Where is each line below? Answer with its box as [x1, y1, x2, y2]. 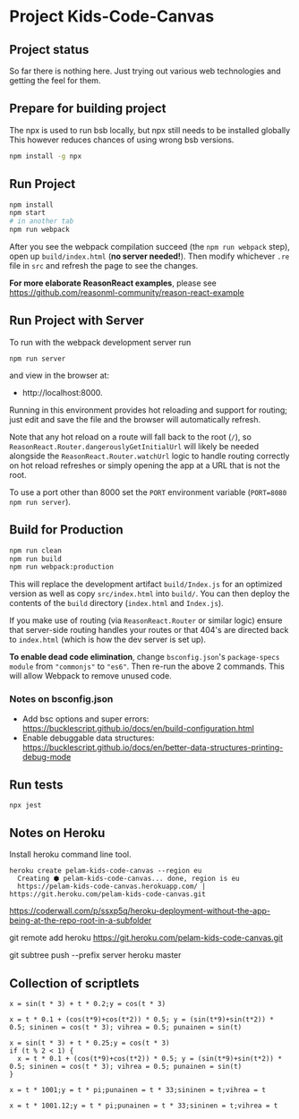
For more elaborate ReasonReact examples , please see [9, 278, 217, 288]
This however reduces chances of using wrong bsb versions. [9, 134, 235, 145]
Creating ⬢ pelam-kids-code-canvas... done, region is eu [17, 875, 240, 884]
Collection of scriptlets [9, 976, 141, 991]
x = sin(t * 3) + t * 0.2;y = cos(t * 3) [9, 999, 167, 1008]
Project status [9, 42, 90, 57]
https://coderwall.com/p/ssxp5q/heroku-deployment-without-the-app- [9, 906, 271, 917]
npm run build [9, 554, 63, 563]
